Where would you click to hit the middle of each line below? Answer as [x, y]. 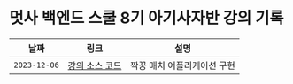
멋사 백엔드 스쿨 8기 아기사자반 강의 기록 [146, 18]
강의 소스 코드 [95, 65]
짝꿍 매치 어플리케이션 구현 [183, 65]
